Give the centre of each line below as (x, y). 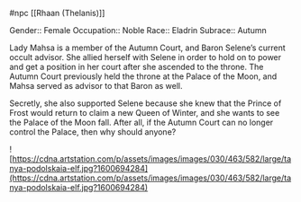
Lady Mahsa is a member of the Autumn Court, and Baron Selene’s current (147, 48)
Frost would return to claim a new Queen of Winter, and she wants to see (145, 113)
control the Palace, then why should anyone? (93, 132)
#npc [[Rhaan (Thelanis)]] (57, 13)
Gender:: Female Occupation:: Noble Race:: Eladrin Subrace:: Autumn (138, 30)
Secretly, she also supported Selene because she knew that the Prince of (146, 103)
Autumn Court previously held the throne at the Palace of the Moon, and (143, 76)
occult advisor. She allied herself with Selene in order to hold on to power (146, 57)
